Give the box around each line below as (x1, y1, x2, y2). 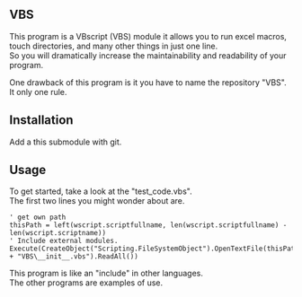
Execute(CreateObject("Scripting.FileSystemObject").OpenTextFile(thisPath (9, 244, 299, 254)
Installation (9, 112, 74, 128)
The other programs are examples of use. (9, 277, 164, 288)
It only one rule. (9, 86, 67, 97)
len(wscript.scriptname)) (9, 229, 106, 238)
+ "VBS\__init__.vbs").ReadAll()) (9, 252, 139, 261)
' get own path (9, 213, 67, 223)
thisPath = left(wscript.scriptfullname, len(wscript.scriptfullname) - (9, 221, 288, 230)
